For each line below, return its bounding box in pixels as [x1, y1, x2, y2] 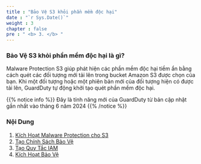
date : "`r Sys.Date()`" [6, 15, 69, 21]
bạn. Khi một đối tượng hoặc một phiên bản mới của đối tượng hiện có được [6, 78, 194, 85]
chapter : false [6, 25, 47, 32]
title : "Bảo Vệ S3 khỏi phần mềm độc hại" [6, 8, 118, 15]
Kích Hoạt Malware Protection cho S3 [14, 131, 109, 139]
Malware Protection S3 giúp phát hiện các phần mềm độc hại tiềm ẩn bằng [6, 65, 192, 73]
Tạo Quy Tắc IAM [14, 144, 59, 151]
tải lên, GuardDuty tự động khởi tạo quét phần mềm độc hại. [6, 84, 155, 91]
